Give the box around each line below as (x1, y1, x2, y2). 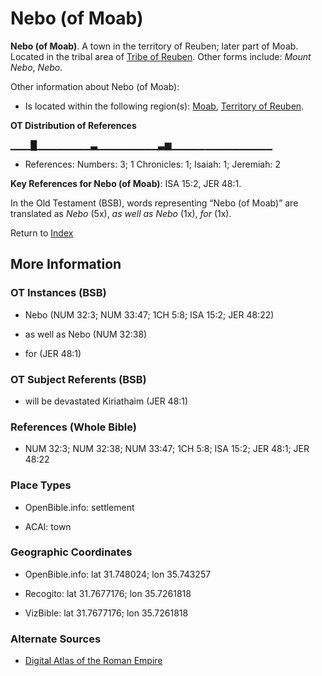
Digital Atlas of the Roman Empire (24, 655, 163, 667)
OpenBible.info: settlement (24, 501, 135, 513)
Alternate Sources (10, 632, 102, 646)
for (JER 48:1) (24, 347, 82, 359)
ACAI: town (24, 520, 72, 532)
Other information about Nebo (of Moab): (10, 80, 180, 92)
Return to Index (10, 227, 74, 239)
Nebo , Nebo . (10, 61, 63, 73)
